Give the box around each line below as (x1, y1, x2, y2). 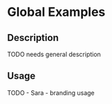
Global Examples (7, 4, 106, 20)
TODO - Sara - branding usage (7, 88, 95, 97)
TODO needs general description (7, 50, 102, 58)
